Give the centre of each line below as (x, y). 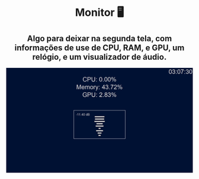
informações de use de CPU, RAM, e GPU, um (99, 48)
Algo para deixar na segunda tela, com (99, 38)
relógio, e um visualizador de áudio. (99, 57)
